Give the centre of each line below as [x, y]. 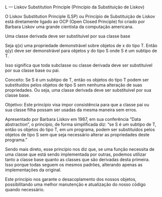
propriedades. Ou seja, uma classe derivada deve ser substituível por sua [78, 90]
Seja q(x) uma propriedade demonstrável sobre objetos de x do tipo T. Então [81, 45]
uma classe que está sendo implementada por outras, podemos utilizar [76, 154]
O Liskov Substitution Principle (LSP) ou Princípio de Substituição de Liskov [80, 16]
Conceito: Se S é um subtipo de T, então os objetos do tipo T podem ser [77, 80]
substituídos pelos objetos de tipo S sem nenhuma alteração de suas [74, 85]
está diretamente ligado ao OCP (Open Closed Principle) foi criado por [75, 22]
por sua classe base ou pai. [32, 70]
